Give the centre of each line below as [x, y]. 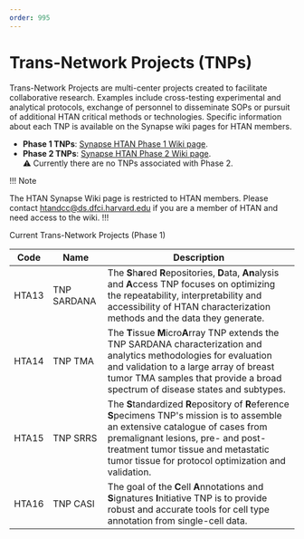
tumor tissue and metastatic [210, 449]
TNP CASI [74, 504]
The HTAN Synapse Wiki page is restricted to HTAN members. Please [139, 198]
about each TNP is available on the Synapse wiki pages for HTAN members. [151, 126]
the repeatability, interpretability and [185, 295]
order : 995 [30, 18]
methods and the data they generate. [186, 318]
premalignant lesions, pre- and [173, 438]
